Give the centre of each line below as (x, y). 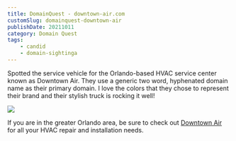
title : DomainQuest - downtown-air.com (66, 14)
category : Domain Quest (43, 33)
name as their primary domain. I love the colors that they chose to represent (118, 88)
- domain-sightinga (49, 54)
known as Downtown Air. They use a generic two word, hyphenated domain (118, 80)
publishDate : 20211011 (41, 27)
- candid (33, 47)
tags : (15, 40)
